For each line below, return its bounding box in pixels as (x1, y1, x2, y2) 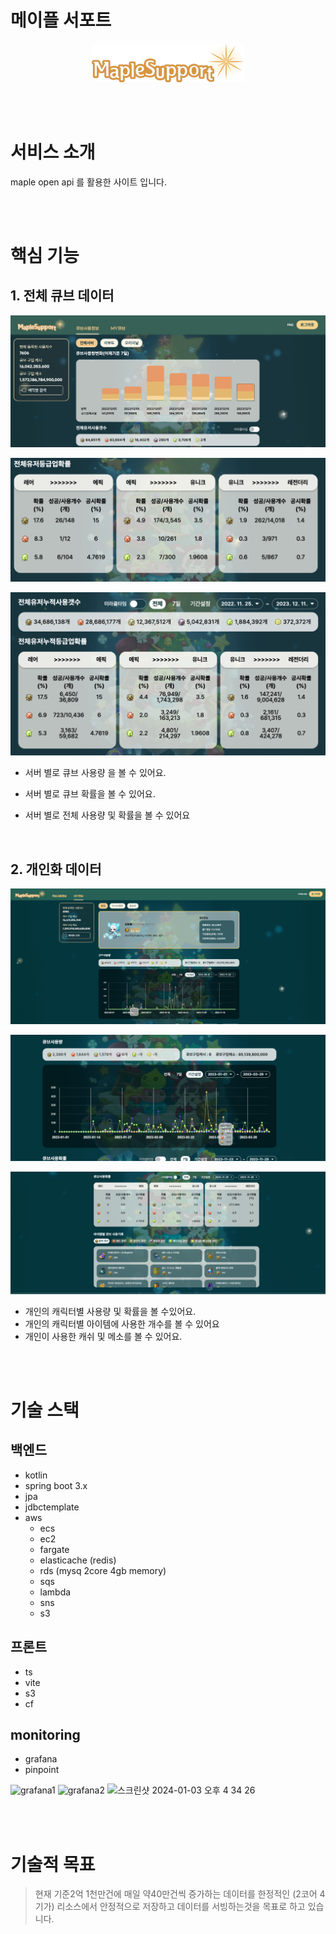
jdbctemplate (24, 1501, 80, 1513)
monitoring (10, 1726, 81, 1743)
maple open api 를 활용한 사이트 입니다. (10, 176, 167, 188)
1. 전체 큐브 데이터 (10, 287, 115, 305)
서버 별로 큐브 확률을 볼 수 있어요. (24, 788, 156, 800)
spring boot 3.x (24, 1479, 88, 1491)
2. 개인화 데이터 (10, 861, 102, 878)
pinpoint (24, 1764, 60, 1776)
